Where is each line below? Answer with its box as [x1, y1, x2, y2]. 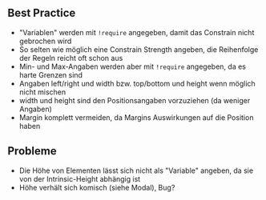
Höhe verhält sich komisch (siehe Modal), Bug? [18, 182, 175, 192]
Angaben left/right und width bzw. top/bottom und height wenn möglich [18, 78, 256, 88]
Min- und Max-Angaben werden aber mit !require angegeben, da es [18, 62, 246, 71]
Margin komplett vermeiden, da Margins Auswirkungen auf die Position [18, 112, 254, 122]
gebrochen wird [18, 36, 72, 46]
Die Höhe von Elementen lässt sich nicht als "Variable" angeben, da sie [18, 166, 254, 175]
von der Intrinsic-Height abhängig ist [18, 174, 141, 183]
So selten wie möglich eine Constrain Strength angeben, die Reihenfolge [18, 44, 259, 54]
